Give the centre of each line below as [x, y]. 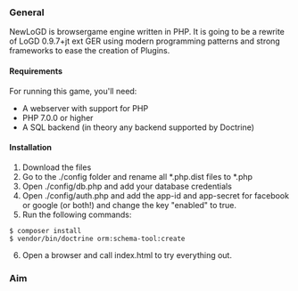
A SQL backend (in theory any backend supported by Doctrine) [138, 127]
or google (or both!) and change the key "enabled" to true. [129, 205]
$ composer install [46, 230]
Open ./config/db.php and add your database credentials [127, 186]
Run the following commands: [77, 214]
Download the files [57, 167]
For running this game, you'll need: [73, 91]
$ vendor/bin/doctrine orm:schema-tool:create [97, 238]
